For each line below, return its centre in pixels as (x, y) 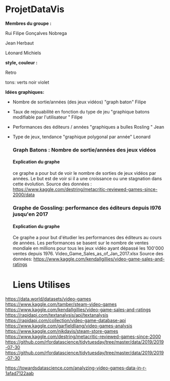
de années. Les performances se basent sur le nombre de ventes (80, 243)
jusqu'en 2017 (30, 214)
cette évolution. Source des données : (52, 184)
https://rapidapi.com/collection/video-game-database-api (66, 321)
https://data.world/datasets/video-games (48, 299)
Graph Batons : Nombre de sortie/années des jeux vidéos (84, 149)
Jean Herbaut (19, 43)
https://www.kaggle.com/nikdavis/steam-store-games (62, 331)
